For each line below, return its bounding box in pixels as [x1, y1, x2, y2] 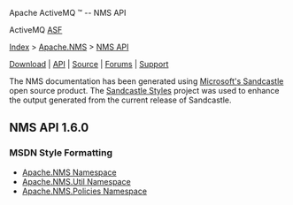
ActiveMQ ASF [9, 25, 63, 34]
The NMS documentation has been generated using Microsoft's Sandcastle [9, 76, 284, 87]
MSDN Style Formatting [9, 147, 113, 159]
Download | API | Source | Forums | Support [9, 59, 169, 69]
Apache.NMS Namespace [21, 167, 117, 178]
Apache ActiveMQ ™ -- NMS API [9, 8, 127, 18]
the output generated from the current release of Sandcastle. [9, 95, 232, 105]
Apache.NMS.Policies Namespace [21, 186, 148, 196]
